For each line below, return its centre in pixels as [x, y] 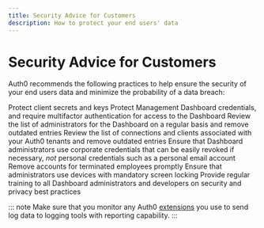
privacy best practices [45, 192]
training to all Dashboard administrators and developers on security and [125, 184]
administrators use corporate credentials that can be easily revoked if [121, 150]
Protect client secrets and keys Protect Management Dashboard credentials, [132, 108]
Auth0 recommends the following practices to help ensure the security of [128, 84]
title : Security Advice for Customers [72, 15]
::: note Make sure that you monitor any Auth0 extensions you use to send [128, 207]
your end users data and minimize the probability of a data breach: [117, 93]
